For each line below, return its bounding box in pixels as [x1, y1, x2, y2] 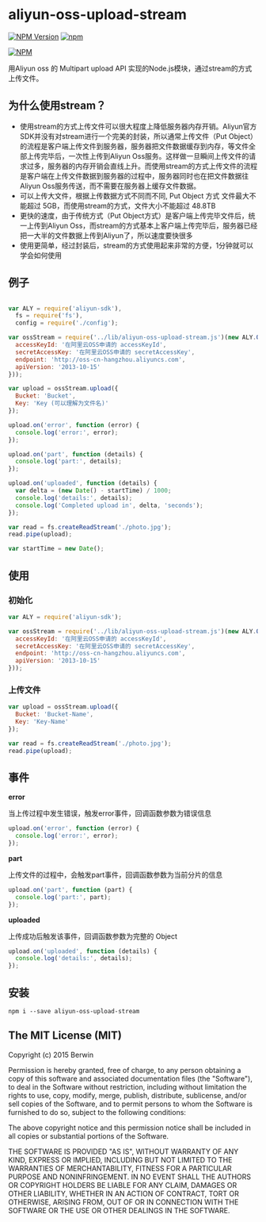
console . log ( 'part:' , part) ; [15, 893, 112, 901]
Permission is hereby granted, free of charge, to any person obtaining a [8, 1065, 241, 1074]
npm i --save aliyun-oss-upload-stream [8, 1008, 140, 1016]
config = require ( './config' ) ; [15, 319, 119, 327]
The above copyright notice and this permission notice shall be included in [8, 1123, 251, 1132]
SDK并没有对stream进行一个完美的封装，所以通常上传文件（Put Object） [19, 131, 257, 140]
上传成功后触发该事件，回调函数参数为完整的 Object [8, 931, 178, 941]
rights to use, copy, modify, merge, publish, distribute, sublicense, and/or [8, 1090, 247, 1100]
